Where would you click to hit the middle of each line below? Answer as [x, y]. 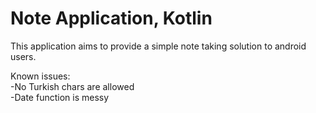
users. [23, 56]
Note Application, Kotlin [111, 18]
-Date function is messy [60, 97]
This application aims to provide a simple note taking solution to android [158, 46]
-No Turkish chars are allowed [72, 86]
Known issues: [40, 76]
